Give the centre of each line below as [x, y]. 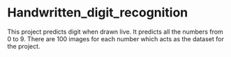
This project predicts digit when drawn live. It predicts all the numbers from [115, 32]
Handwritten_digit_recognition [98, 13]
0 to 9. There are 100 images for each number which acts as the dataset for [116, 38]
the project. [24, 46]
